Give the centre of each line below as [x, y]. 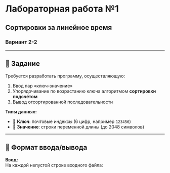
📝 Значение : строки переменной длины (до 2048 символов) [78, 126]
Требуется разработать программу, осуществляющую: [65, 76]
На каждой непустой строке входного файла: [54, 165]
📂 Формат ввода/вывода [46, 147]
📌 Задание [23, 64]
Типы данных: [21, 111]
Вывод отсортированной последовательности [62, 102]
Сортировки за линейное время [59, 28]
